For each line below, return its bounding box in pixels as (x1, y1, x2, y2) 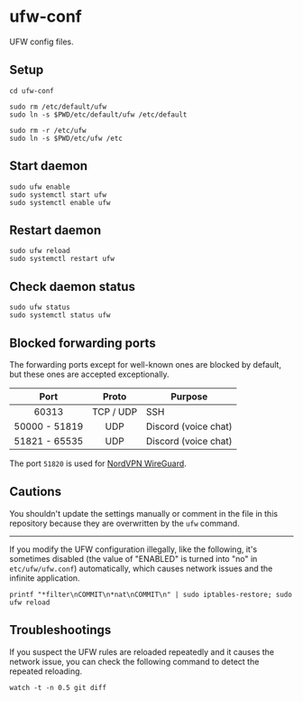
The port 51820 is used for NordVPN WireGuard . (9, 458, 187, 469)
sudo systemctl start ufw (9, 190, 106, 200)
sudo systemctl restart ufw (9, 255, 115, 264)
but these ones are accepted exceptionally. (9, 369, 170, 379)
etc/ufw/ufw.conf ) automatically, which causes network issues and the (9, 563, 273, 574)
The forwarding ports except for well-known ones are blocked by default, (9, 360, 282, 369)
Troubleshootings (9, 622, 112, 638)
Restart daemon (9, 222, 102, 238)
